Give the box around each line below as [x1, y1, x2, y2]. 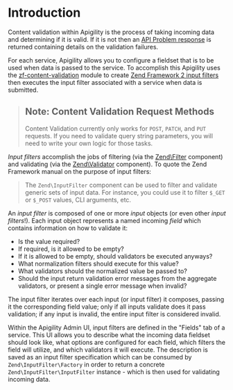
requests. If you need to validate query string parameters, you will [24, 131, 214, 140]
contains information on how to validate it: [8, 224, 128, 232]
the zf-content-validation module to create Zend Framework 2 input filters [8, 71, 219, 79]
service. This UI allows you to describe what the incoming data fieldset [8, 330, 211, 339]
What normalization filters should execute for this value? [17, 259, 179, 268]
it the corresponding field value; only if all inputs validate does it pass [8, 302, 207, 311]
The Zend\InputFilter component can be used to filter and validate [24, 181, 218, 189]
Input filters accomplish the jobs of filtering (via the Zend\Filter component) [8, 152, 223, 161]
